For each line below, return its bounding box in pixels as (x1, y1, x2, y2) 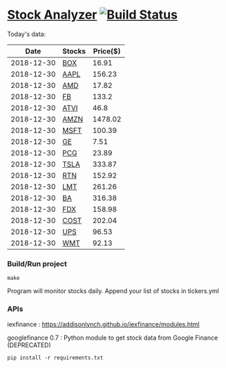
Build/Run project (7, 259, 67, 268)
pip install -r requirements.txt (7, 354, 104, 361)
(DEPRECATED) (7, 340, 52, 349)
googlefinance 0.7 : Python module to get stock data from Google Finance (7, 333, 218, 342)
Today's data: (7, 30, 46, 38)
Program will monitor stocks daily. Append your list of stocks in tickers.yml (7, 287, 219, 295)
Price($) (93, 46, 121, 55)
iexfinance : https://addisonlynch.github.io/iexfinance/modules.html (7, 319, 200, 328)
